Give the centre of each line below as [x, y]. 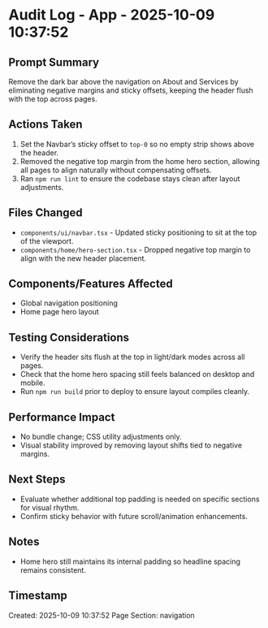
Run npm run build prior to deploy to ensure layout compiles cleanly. [135, 392]
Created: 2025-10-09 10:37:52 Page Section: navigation [102, 615]
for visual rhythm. [50, 507]
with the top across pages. [53, 99]
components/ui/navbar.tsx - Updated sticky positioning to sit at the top [138, 232]
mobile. [33, 383]
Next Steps [37, 480]
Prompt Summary [54, 62]
